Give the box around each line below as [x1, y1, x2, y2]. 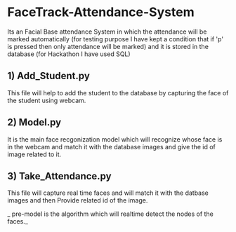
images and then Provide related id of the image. [7, 196, 148, 205]
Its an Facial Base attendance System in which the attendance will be [7, 27, 207, 36]
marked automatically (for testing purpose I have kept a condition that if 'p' [7, 34, 223, 43]
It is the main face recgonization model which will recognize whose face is [7, 135, 223, 144]
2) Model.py [7, 116, 62, 128]
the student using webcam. [7, 96, 86, 104]
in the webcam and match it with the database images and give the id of [7, 142, 216, 151]
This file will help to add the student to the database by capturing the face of [7, 88, 229, 97]
